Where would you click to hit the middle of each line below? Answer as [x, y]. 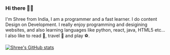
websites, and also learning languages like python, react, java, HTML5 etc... [85, 30]
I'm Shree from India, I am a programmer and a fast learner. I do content [81, 19]
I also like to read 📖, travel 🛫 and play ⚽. [48, 36]
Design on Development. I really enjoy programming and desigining [77, 24]
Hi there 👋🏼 [20, 8]
